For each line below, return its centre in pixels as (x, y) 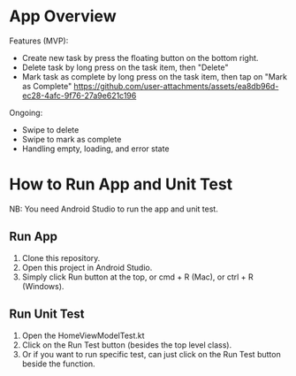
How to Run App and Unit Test (121, 184)
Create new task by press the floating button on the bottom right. (140, 58)
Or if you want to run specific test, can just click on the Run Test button (151, 354)
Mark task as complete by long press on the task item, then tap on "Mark (154, 76)
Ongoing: (26, 112)
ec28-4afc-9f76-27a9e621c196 (79, 96)
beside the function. (58, 364)
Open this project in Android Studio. (87, 267)
